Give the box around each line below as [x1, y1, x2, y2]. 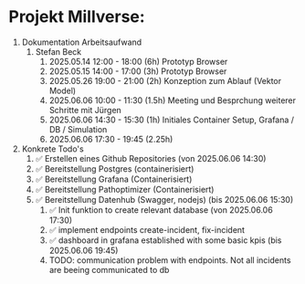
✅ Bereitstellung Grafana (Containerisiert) [35, 174, 193, 184]
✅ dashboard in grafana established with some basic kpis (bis [48, 235, 282, 246]
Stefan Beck [35, 46, 82, 57]
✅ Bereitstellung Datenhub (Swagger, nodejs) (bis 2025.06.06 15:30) [35, 194, 294, 205]
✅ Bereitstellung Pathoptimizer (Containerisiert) [35, 184, 215, 195]
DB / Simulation [48, 123, 108, 134]
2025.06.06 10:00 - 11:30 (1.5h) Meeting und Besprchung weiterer [48, 94, 297, 106]
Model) [48, 85, 77, 96]
